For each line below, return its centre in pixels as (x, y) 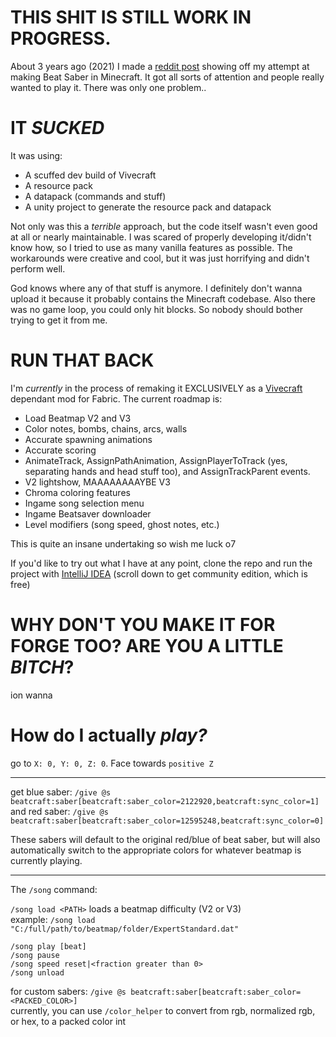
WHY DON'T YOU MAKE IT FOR (143, 625)
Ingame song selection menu (84, 503)
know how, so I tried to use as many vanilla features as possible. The (151, 247)
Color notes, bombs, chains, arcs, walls (106, 428)
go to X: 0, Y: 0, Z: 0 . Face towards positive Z (112, 763)
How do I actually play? (109, 735)
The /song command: (54, 889)
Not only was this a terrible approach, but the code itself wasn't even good (164, 226)
